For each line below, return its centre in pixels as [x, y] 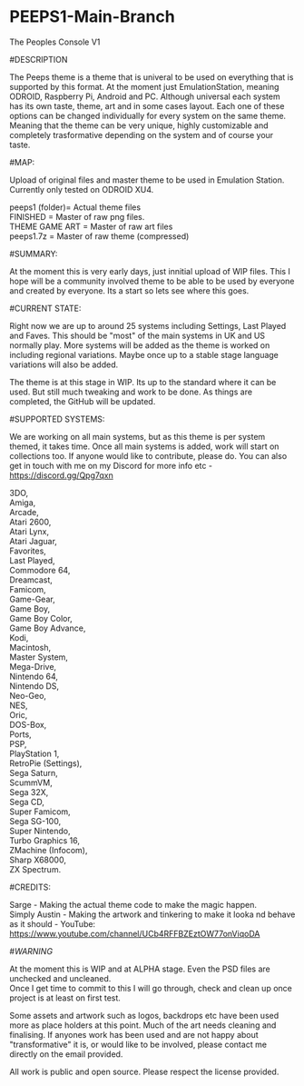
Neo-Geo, [28, 695]
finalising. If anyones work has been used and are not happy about [134, 1034]
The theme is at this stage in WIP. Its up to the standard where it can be [143, 382]
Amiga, [23, 503]
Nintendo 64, [34, 676]
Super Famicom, [40, 812]
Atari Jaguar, [33, 541]
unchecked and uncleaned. [60, 978]
